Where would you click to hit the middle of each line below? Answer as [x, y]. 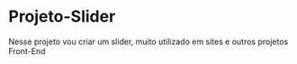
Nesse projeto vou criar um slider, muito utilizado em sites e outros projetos [148, 41]
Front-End [27, 50]
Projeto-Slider [62, 17]
